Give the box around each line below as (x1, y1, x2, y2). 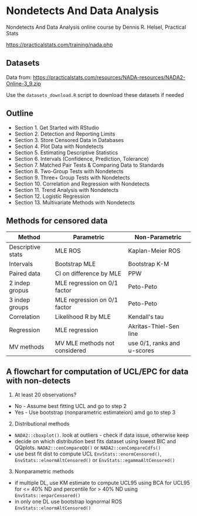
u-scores (128, 346, 154, 355)
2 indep (9, 279, 30, 287)
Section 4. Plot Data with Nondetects (14, 143, 104, 150)
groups (9, 303, 29, 312)
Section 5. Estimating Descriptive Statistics (14, 149, 118, 156)
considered (55, 346, 87, 355)
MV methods (9, 343, 45, 351)
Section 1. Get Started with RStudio (14, 124, 100, 131)
